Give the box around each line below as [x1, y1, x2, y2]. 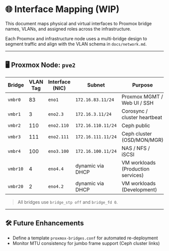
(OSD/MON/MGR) [121, 136, 164, 143]
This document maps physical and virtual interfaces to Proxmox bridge [5, 20, 152, 26]
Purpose [132, 81, 153, 89]
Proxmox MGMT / [121, 93, 163, 100]
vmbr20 [8, 184, 24, 189]
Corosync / [121, 107, 148, 114]
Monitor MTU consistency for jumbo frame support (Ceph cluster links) [12, 240, 160, 246]
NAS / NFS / [121, 144, 150, 151]
